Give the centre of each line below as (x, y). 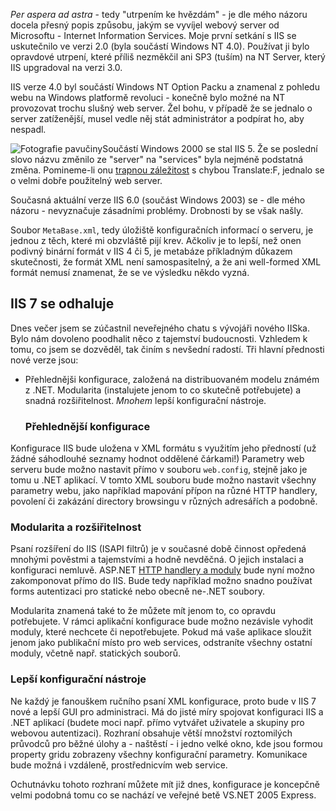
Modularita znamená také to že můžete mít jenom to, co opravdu (143, 611)
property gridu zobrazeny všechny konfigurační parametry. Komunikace (159, 754)
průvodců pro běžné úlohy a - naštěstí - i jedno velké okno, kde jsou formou (166, 743)
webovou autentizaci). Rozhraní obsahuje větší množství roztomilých (151, 733)
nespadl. (28, 129)
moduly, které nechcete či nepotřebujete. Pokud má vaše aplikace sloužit (161, 632)
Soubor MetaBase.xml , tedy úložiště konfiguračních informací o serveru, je (162, 230)
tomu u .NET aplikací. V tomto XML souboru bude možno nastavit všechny (163, 480)
